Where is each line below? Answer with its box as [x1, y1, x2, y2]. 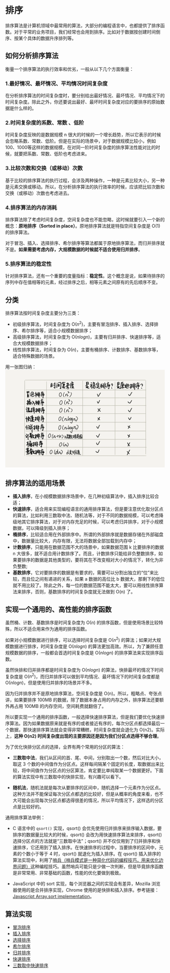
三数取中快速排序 [12, 962, 49, 968]
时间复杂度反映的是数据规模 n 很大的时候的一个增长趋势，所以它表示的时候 [5, 132, 161, 138]
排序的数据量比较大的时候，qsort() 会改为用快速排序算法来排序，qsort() [12, 832, 162, 838]
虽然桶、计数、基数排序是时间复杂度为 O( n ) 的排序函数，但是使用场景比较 [5, 619, 159, 625]
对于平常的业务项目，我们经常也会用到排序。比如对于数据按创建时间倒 [14, 28, 160, 35]
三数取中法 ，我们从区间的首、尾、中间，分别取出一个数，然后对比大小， [12, 755, 163, 761]
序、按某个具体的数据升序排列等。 [5, 35, 76, 41]
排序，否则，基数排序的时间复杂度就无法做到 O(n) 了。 [21, 589, 136, 595]
